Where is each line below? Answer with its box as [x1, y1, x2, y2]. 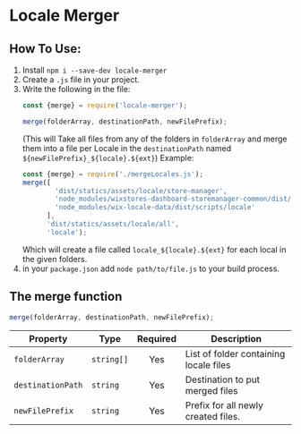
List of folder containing [185, 348, 286, 361]
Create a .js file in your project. [21, 74, 141, 85]
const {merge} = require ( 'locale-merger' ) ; [21, 101, 188, 110]
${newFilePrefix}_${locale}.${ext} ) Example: [21, 152, 194, 163]
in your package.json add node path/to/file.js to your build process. [21, 263, 280, 274]
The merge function [9, 289, 123, 304]
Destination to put [185, 373, 260, 386]
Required [137, 333, 177, 345]
